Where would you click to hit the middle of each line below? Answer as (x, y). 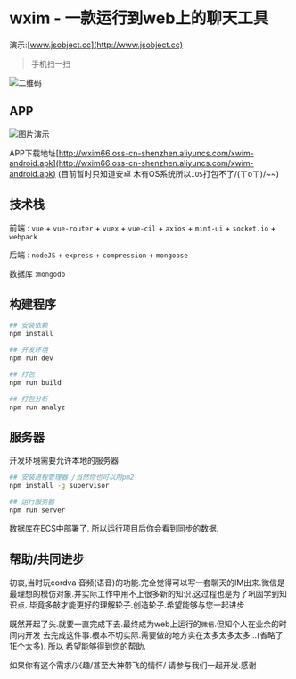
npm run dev (31, 358)
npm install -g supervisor (59, 486)
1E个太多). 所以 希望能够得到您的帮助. (78, 646)
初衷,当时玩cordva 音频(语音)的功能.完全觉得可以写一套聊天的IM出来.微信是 (147, 583)
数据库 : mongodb (37, 273)
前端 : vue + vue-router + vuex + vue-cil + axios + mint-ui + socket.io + (143, 228)
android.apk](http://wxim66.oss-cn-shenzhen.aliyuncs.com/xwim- (132, 163)
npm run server (37, 510)
